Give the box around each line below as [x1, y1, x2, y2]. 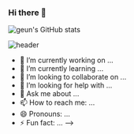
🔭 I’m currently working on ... [19, 55, 114, 65]
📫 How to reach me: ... [19, 98, 95, 107]
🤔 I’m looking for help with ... [19, 80, 113, 90]
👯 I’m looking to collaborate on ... [19, 73, 127, 82]
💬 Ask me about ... [19, 89, 80, 99]
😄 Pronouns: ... [19, 110, 71, 119]
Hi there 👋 [8, 7, 47, 18]
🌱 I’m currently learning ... [19, 64, 104, 73]
